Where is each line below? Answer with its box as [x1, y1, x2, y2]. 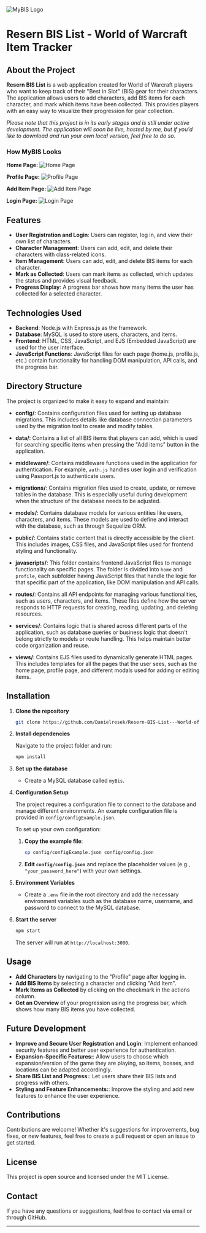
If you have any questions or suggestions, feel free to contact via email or [6, 1207, 192, 1215]
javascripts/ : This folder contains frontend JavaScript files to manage [15, 559, 192, 566]
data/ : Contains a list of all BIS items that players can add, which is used [15, 434, 198, 442]
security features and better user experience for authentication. [15, 1046, 177, 1054]
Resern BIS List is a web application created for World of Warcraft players [6, 81, 193, 88]
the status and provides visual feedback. [15, 277, 118, 284]
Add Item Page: [6, 185, 47, 193]
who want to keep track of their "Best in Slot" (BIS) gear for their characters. [6, 88, 199, 95]
